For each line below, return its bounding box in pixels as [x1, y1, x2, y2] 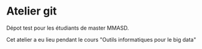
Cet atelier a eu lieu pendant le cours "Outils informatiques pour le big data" [6, 36, 197, 43]
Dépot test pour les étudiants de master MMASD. [6, 24, 129, 31]
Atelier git [6, 4, 57, 18]
